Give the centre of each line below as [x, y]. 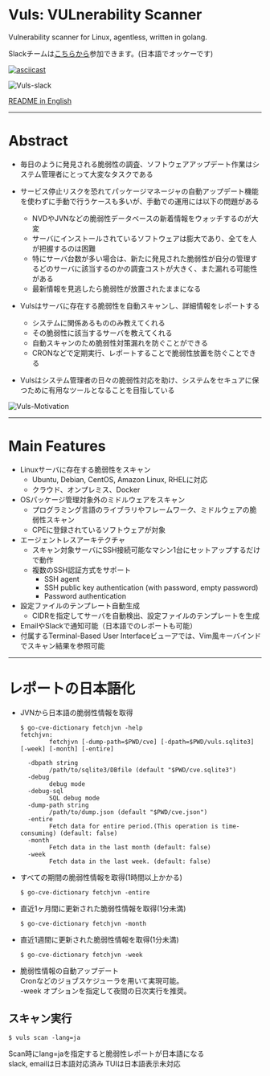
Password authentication [85, 595]
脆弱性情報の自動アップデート [69, 971]
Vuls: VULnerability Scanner [105, 15]
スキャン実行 [40, 1019]
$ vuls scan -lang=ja [45, 1037]
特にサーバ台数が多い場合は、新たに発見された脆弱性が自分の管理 [141, 258]
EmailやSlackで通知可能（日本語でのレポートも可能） [108, 625]
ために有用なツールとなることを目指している [101, 390]
